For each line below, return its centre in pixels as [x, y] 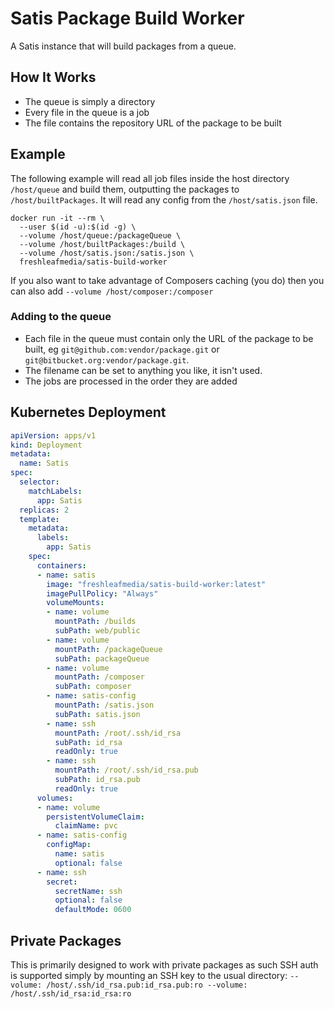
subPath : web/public [97, 631]
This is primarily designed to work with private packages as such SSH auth [164, 964]
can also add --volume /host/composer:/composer [112, 291]
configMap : [69, 845]
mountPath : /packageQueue [108, 649]
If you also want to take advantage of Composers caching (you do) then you [167, 280]
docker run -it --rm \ [57, 218]
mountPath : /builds [95, 622]
